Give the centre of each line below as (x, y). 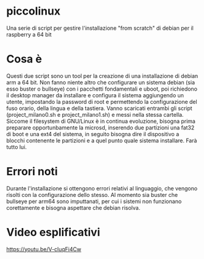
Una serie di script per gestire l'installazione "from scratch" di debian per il (100, 28)
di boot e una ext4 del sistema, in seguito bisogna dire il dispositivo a (93, 134)
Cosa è (24, 59)
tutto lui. (17, 147)
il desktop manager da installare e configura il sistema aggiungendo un (95, 95)
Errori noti (32, 172)
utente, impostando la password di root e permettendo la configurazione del (102, 102)
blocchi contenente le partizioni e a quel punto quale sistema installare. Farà (102, 140)
